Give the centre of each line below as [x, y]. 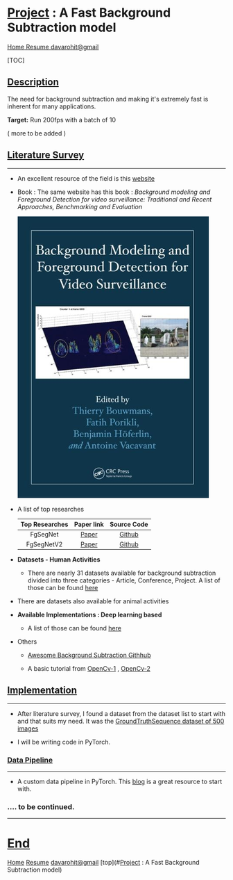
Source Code [129, 524]
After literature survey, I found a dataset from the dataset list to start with [121, 713]
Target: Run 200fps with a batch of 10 [62, 120]
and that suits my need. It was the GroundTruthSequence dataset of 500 [121, 721]
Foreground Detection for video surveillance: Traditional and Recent [114, 199]
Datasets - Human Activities [59, 560]
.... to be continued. [41, 807]
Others [27, 642]
